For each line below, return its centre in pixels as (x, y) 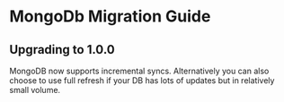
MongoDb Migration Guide (110, 17)
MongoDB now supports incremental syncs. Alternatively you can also (139, 71)
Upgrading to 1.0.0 (62, 50)
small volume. (35, 90)
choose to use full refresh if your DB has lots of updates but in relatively (142, 81)
